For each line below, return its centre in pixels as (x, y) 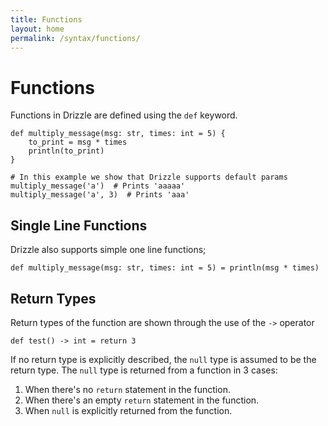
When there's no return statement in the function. (127, 389)
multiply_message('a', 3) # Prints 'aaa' (100, 195)
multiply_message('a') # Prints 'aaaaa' (98, 186)
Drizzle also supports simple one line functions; (108, 250)
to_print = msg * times (78, 142)
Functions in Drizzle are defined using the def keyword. (124, 115)
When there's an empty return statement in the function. (142, 400)
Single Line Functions (79, 225)
